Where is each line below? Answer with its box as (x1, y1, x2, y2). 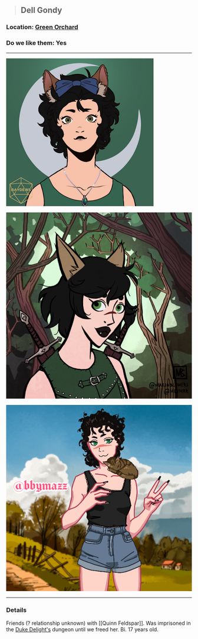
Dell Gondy (20, 5, 62, 15)
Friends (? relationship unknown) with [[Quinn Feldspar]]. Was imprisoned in (6, 619, 191, 627)
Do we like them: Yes (6, 39, 67, 47)
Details (6, 606, 27, 614)
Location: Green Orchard (6, 23, 78, 31)
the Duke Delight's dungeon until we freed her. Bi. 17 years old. (6, 625, 159, 632)
